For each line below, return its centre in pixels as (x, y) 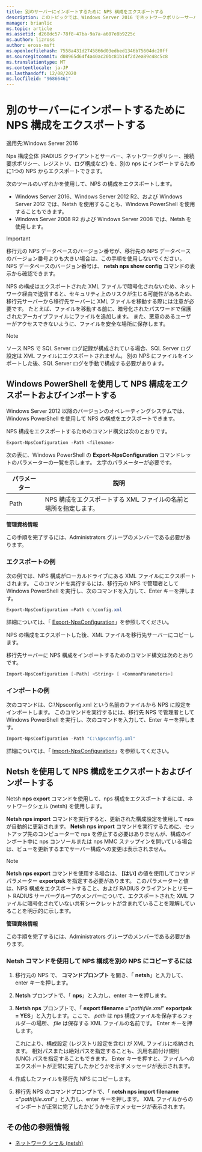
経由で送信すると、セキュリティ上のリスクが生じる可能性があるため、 (109, 294)
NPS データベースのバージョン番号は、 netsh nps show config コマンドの (98, 266)
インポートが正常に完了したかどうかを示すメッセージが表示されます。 (102, 1107)
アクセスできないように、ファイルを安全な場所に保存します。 (93, 324)
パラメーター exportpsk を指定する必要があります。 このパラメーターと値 (98, 880)
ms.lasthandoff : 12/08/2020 (41, 73)
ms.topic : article (29, 29)
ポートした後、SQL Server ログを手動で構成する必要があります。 (87, 364)
